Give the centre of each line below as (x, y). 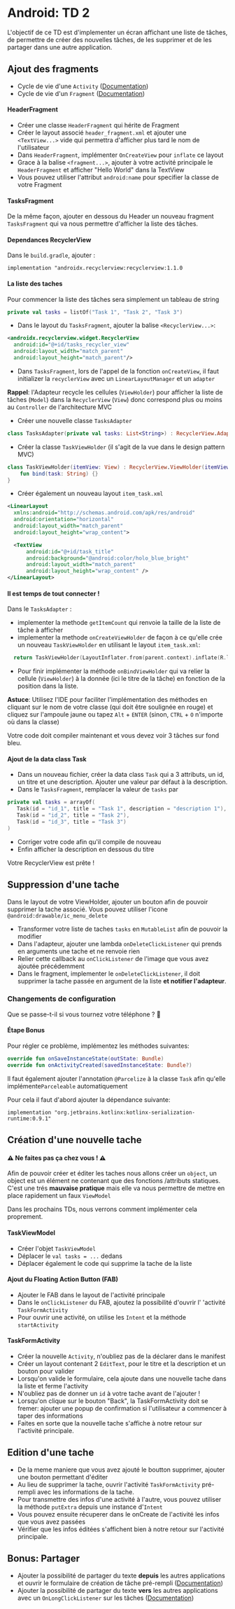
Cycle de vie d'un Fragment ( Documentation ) (81, 93)
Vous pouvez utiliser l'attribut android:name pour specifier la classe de (118, 177)
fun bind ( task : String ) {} (59, 474)
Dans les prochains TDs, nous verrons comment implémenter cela (102, 1209)
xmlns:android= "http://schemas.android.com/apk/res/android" (105, 513)
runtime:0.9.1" (29, 1119)
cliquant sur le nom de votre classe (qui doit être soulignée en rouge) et (110, 707)
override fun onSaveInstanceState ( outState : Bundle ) (86, 1059)
